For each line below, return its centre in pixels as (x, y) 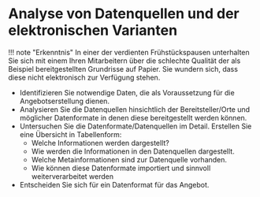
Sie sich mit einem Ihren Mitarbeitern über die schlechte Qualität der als (124, 61)
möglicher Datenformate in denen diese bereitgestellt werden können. (133, 117)
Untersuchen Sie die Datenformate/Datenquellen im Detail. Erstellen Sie (136, 126)
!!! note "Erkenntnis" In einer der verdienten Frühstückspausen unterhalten (129, 52)
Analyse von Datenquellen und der (124, 14)
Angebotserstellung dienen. (65, 101)
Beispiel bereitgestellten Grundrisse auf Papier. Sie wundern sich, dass (123, 69)
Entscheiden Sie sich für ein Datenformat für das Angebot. (114, 184)
